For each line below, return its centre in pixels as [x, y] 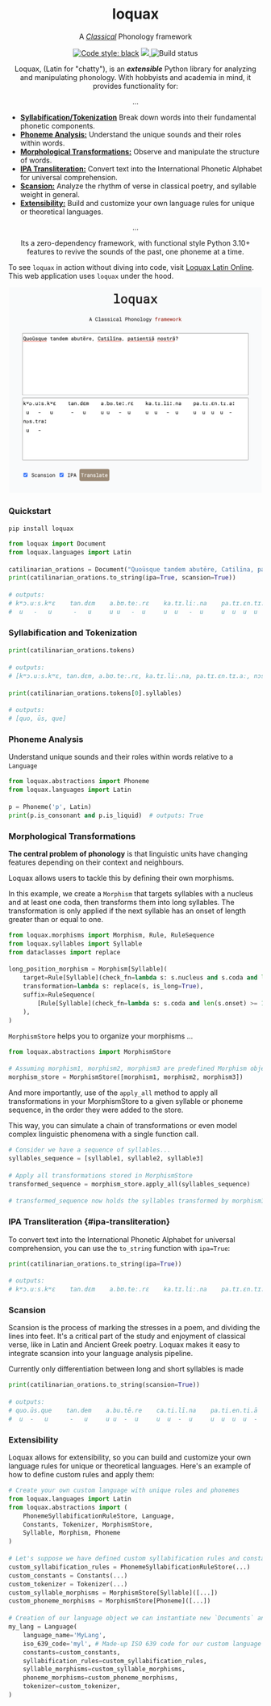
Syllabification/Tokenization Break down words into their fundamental [138, 117]
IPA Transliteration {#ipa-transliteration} [90, 1222]
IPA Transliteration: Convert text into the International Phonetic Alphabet [141, 168]
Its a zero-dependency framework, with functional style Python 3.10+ [135, 242]
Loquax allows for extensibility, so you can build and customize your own [130, 1457]
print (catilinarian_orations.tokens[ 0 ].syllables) [95, 693]
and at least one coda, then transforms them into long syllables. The [122, 902]
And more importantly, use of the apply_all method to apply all [113, 1093]
